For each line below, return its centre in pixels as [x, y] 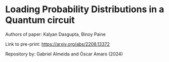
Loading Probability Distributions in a [85, 9]
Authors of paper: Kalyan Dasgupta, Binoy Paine [56, 34]
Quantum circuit [40, 20]
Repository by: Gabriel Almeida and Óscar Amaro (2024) [64, 54]
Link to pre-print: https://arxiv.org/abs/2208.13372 [58, 44]
